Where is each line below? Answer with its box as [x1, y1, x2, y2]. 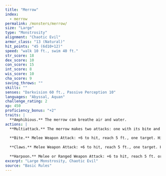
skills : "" [5, 85, 28, 90]
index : [5, 12, 19, 17]
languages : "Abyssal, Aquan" [5, 94, 65, 99]
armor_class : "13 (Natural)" [5, 39, 65, 44]
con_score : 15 [5, 62, 35, 67]
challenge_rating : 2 [5, 99, 48, 104]
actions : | [5, 122, 28, 127]
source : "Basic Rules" [5, 163, 52, 168]
